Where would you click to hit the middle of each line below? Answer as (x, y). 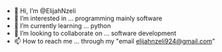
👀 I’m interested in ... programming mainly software (88, 18)
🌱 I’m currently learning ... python (62, 26)
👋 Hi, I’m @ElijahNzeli (45, 11)
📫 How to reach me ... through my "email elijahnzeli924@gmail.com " (115, 41)
